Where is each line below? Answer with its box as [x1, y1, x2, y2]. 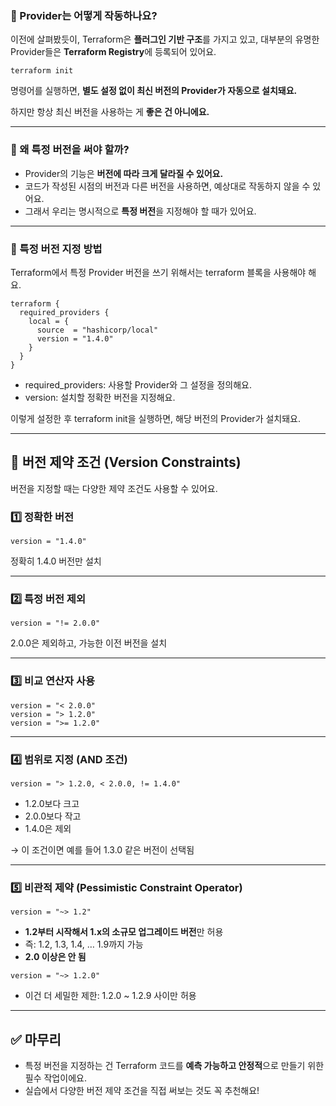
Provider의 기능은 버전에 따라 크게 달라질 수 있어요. [24, 167, 224, 179]
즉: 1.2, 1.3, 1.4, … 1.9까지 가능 [24, 938, 144, 951]
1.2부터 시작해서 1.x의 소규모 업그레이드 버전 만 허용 [24, 926, 224, 938]
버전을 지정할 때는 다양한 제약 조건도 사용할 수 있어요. [10, 482, 218, 494]
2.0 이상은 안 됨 [24, 951, 87, 963]
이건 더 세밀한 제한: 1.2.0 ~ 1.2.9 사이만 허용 [24, 990, 197, 1002]
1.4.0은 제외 [24, 822, 72, 834]
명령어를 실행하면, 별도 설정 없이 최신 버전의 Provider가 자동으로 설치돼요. [10, 85, 298, 97]
